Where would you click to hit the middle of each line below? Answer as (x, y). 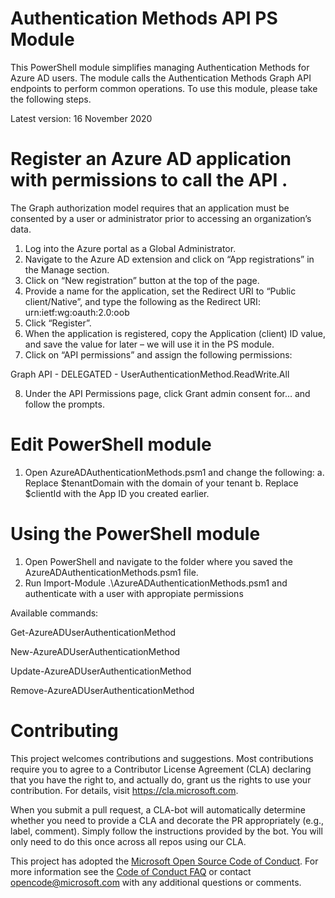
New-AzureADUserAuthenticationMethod (95, 651)
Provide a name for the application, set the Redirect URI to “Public (160, 291)
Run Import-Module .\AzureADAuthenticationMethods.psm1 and (156, 583)
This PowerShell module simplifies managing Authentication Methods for (160, 67)
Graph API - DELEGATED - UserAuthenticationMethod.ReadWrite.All (150, 374)
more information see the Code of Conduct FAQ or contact (131, 871)
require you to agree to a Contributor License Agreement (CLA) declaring (161, 769)
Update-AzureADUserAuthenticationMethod (101, 671)
